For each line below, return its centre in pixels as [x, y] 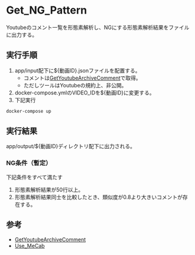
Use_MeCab [30, 246]
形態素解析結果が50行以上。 [49, 189]
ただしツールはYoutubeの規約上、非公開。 [75, 85]
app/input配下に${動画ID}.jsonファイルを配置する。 [77, 70]
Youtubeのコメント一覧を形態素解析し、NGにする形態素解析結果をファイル [98, 27]
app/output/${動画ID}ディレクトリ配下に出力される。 [71, 146]
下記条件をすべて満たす [35, 177]
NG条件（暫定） [29, 163]
